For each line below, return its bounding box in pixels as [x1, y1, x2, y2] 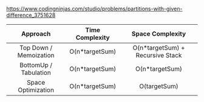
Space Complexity [131, 30, 186, 38]
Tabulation [21, 69, 52, 77]
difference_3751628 [6, 11, 56, 19]
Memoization [17, 51, 55, 59]
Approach [21, 30, 51, 38]
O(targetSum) [139, 82, 179, 90]
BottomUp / [19, 61, 53, 69]
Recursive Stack [135, 51, 182, 59]
